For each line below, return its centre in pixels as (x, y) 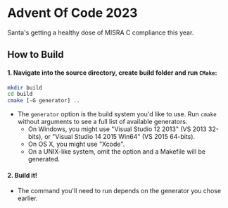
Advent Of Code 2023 (72, 13)
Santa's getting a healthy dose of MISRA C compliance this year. (101, 32)
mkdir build (25, 87)
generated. (44, 159)
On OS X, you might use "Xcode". (76, 144)
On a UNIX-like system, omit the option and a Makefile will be (117, 152)
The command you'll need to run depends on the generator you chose (119, 191)
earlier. (27, 198)
